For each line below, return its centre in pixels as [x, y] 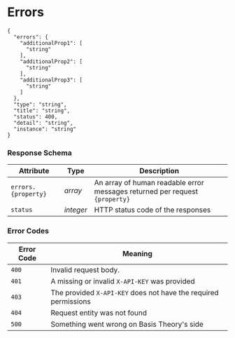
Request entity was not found [99, 313]
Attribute [34, 171]
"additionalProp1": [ [51, 43]
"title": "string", [42, 110]
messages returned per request [146, 191]
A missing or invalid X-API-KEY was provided [123, 281]
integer [76, 210]
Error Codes [28, 231]
